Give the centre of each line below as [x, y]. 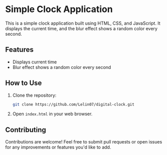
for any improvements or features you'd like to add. [58, 147]
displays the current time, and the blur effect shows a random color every [81, 28]
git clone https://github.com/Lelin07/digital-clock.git [73, 104]
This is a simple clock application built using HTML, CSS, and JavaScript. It [83, 23]
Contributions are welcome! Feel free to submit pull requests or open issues [84, 142]
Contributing [26, 130]
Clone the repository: [34, 95]
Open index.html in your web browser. [53, 114]
